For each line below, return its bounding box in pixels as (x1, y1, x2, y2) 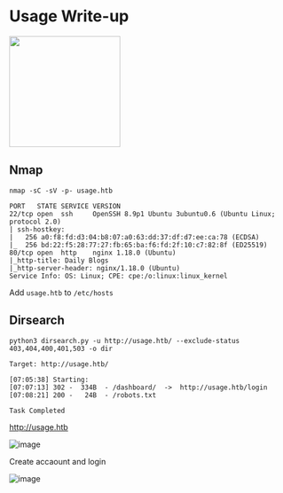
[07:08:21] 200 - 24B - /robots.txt (9, 390, 157, 400)
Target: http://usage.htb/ (9, 359, 109, 369)
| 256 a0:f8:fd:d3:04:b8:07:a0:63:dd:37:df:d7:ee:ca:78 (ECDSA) (9, 232, 260, 241)
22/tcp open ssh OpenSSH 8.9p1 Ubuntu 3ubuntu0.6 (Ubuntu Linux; (9, 209, 276, 218)
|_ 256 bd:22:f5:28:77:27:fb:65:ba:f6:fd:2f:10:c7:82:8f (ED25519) (9, 240, 268, 249)
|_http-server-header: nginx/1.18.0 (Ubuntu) (9, 263, 180, 272)
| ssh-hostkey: (9, 224, 66, 234)
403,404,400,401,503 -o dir (9, 344, 114, 353)
